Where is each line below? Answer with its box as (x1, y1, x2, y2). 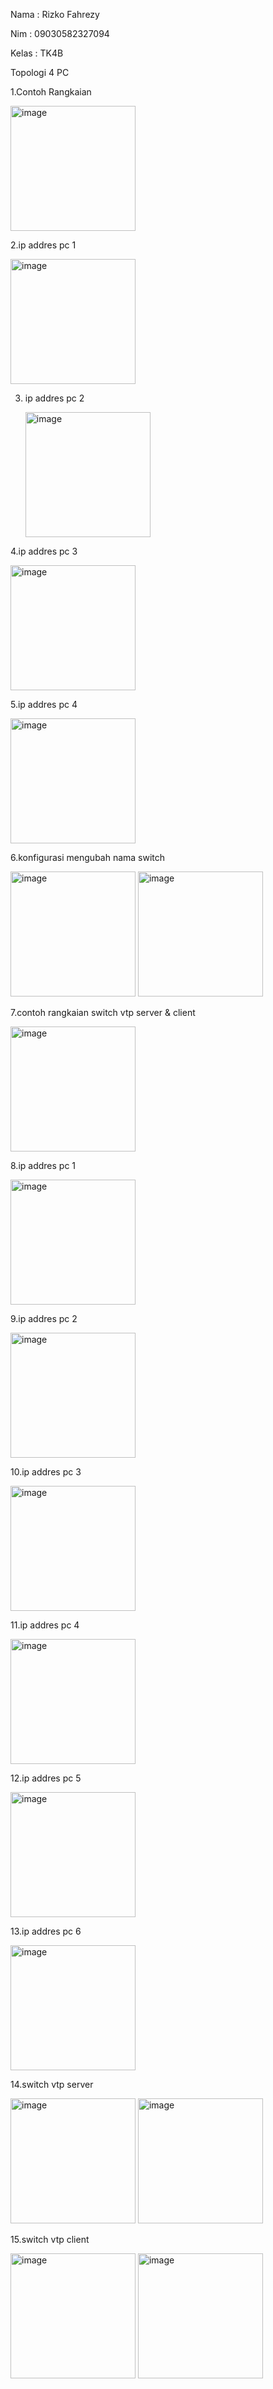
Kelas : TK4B (10, 47, 64, 59)
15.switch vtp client (10, 2234, 90, 2245)
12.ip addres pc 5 (10, 1772, 82, 1784)
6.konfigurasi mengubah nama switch (10, 852, 166, 863)
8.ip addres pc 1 (10, 1160, 77, 1171)
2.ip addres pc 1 (10, 239, 77, 251)
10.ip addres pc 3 (10, 1466, 82, 1478)
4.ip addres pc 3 (10, 545, 78, 557)
